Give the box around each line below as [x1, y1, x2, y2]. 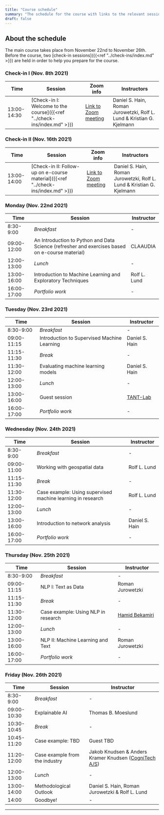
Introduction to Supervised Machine [40, 335, 122, 342]
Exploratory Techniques [34, 277, 89, 284]
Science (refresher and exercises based [34, 243, 126, 250]
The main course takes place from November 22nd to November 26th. [5, 47, 146, 53]
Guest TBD [89, 737, 114, 744]
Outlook [34, 789, 53, 795]
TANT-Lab [126, 394, 151, 401]
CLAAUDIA [130, 243, 156, 250]
